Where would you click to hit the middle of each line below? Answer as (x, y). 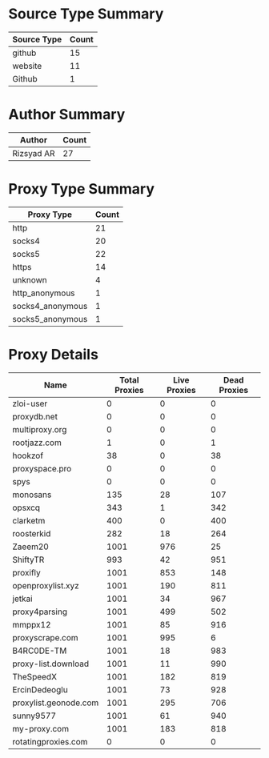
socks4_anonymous (50, 306)
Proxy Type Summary (81, 189)
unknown (30, 279)
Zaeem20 (31, 547)
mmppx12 (32, 624)
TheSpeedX (35, 676)
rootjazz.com (37, 443)
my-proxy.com (41, 728)
